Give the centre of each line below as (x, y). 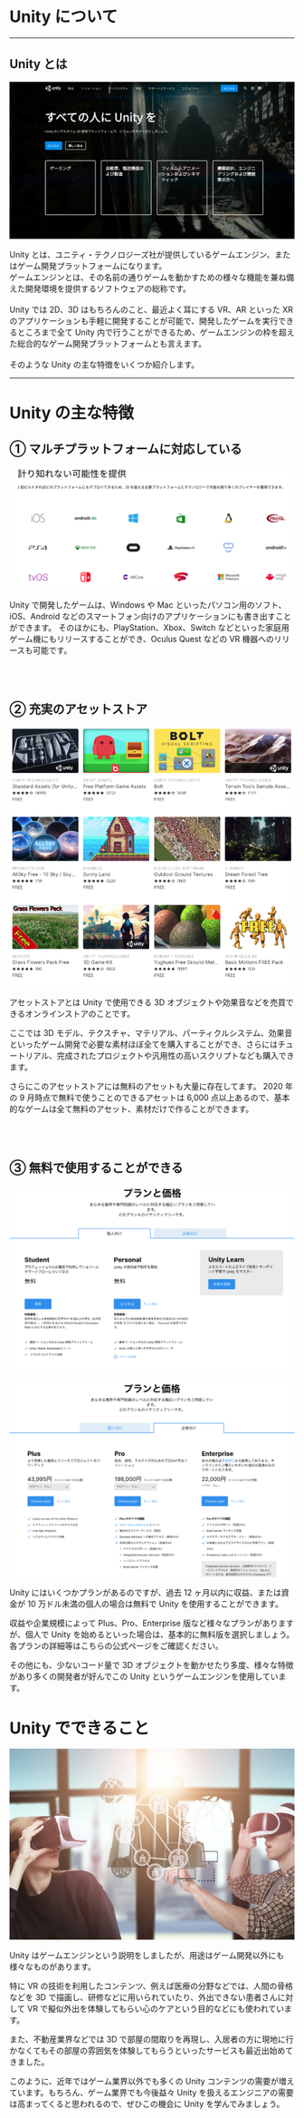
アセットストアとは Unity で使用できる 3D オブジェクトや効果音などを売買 (148, 1002)
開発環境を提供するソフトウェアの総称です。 (108, 288)
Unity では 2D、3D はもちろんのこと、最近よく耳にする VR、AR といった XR (152, 309)
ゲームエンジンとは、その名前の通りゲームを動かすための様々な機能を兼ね (148, 277)
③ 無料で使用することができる (96, 1168)
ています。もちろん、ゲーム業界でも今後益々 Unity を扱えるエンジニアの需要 (152, 2092)
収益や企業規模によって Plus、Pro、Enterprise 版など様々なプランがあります (152, 1624)
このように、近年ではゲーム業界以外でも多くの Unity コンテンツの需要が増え (152, 2081)
